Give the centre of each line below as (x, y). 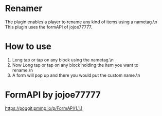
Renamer (24, 8)
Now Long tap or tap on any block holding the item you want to (75, 65)
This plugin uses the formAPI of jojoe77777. (49, 27)
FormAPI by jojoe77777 (53, 95)
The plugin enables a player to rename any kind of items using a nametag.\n (81, 22)
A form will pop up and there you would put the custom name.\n (76, 75)
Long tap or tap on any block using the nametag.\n (63, 60)
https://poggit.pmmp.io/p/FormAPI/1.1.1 (44, 108)
